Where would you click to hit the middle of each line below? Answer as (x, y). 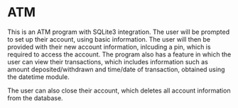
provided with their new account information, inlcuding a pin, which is (109, 47)
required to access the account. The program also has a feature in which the (119, 54)
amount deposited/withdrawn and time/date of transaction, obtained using (116, 69)
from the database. (35, 98)
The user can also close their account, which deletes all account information (119, 90)
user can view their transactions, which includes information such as (108, 61)
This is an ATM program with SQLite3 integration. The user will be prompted (118, 32)
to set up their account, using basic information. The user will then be (109, 39)
